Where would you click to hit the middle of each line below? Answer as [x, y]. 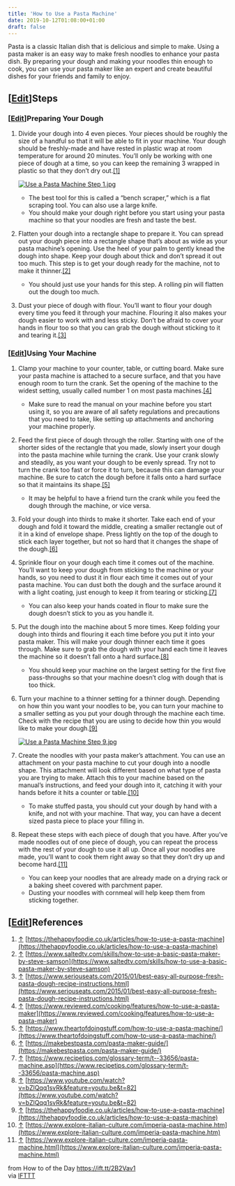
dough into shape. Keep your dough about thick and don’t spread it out [120, 256]
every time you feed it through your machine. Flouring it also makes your [122, 313]
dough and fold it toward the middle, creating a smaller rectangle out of [120, 527]
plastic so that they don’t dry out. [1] [69, 171]
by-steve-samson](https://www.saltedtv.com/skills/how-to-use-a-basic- [122, 961]
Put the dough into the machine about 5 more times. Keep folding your [119, 627]
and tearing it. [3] [42, 335]
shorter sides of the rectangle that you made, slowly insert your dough [119, 448]
